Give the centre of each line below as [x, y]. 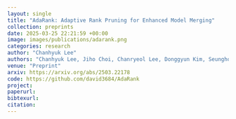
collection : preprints [40, 27]
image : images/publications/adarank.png [67, 40]
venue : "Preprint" [34, 66]
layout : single [29, 14]
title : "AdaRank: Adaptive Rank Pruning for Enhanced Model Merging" [111, 20]
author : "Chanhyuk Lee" [42, 53]
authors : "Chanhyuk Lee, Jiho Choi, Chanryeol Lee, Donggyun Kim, [106, 59]
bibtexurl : [23, 99]
